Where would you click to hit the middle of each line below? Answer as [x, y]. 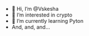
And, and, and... [31, 27]
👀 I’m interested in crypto [42, 15]
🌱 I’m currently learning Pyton [47, 21]
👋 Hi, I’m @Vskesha [35, 9]
